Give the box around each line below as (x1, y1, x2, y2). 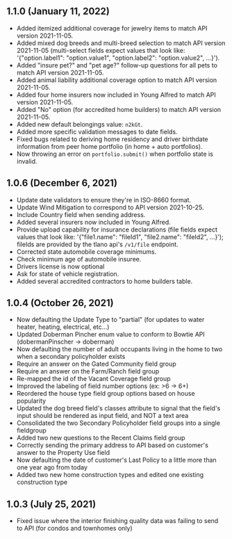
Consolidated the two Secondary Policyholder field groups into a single (16, 419, 220, 427)
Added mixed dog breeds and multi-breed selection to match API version (16, 38, 226, 47)
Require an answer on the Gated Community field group (16, 360, 176, 368)
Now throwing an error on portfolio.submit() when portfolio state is (16, 150, 213, 158)
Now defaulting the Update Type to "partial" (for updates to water (16, 316, 205, 324)
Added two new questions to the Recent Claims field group (16, 434, 185, 442)
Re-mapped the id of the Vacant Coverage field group (16, 375, 171, 383)
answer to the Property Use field (16, 449, 110, 457)
